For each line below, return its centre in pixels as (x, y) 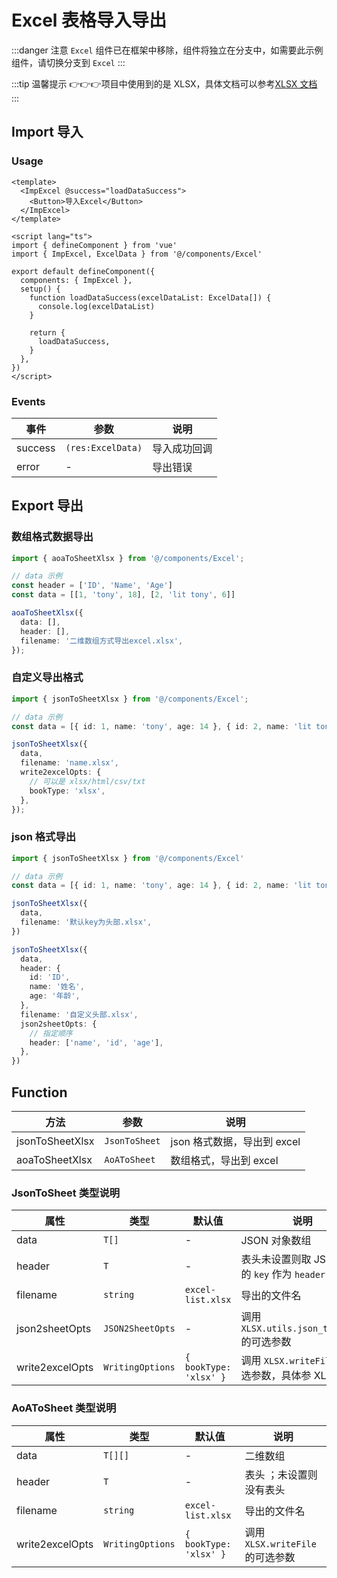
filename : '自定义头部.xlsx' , (79, 1014)
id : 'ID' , (50, 977)
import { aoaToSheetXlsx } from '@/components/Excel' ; (128, 558)
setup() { (40, 289)
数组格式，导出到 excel (224, 1161)
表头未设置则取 (276, 1259)
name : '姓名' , (57, 987)
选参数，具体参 (276, 1376)
